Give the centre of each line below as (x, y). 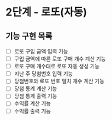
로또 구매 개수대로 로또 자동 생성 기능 (57, 67)
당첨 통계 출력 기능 (36, 96)
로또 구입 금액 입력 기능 (41, 51)
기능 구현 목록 (29, 36)
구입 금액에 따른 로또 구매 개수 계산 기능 (60, 59)
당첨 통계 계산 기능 (36, 89)
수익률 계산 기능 (32, 103)
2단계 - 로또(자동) (46, 12)
